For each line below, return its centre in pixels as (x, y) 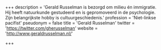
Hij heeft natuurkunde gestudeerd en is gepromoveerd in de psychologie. (80, 12)
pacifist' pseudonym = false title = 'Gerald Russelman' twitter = (70, 23)
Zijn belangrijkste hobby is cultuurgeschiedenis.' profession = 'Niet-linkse (80, 18)
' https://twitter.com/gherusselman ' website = (52, 28)
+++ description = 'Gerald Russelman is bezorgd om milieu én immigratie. (81, 7)
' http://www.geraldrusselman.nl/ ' (39, 33)
